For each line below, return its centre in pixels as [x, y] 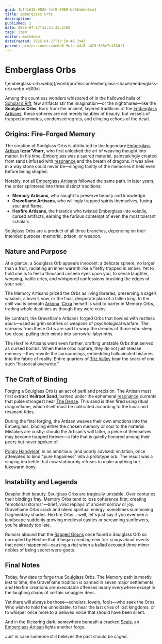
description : [18, 19]
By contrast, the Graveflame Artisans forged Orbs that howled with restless [80, 318]
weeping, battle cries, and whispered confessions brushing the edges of [77, 279]
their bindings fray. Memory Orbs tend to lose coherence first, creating [76, 499]
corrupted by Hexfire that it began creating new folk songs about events [77, 539]
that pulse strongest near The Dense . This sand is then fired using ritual [77, 401]
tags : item [16, 32]
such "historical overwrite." [32, 364]
